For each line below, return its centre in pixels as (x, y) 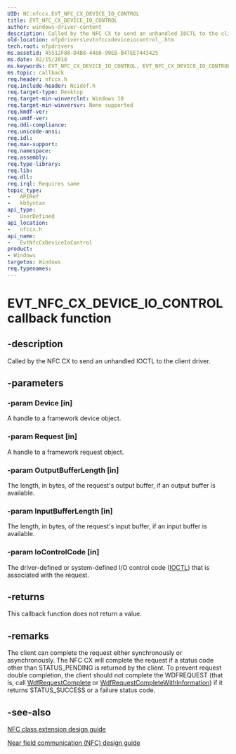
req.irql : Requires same (44, 183)
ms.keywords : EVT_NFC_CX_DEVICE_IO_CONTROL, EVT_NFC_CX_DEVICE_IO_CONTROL (119, 66)
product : (20, 249)
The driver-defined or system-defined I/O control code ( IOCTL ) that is (109, 567)
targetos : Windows (34, 262)
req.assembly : (28, 158)
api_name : (22, 236)
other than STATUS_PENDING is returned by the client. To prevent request (114, 668)
